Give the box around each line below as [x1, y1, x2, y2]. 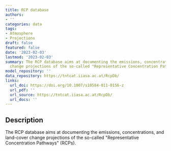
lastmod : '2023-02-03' [5, 54, 53, 60]
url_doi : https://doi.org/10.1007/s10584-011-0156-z [10, 83, 124, 88]
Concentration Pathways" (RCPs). [5, 140, 76, 146]
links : [5, 78, 19, 83]
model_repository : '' [5, 69, 51, 74]
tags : [5, 26, 17, 31]
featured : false [5, 45, 40, 50]
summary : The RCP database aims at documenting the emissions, [5, 59, 142, 64]
